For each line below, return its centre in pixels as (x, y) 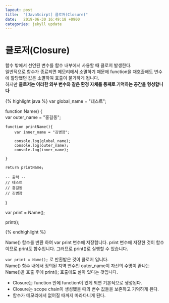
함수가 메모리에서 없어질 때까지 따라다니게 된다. (59, 295)
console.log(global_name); (43, 141)
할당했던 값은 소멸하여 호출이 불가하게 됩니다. (55, 78)
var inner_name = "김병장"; (42, 132)
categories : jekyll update (34, 24)
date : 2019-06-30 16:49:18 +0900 (43, 19)
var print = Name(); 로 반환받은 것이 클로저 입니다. (57, 260)
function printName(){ (29, 127)
